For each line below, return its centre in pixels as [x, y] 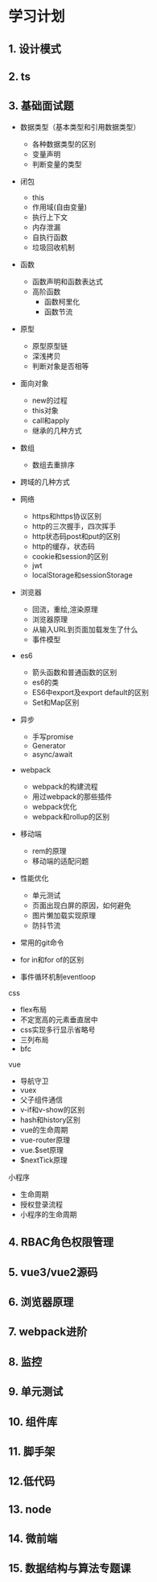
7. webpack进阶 [48, 1332]
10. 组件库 [33, 1421]
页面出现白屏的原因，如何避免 [81, 905]
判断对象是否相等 [60, 366]
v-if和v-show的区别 [52, 1109]
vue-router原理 [45, 1140]
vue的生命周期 [44, 1129]
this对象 [45, 410]
